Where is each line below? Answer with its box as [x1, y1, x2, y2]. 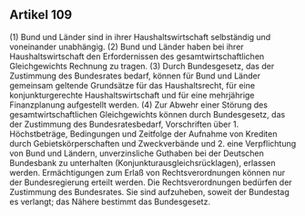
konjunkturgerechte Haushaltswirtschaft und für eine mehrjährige [9, 89, 255, 100]
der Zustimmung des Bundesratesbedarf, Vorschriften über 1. [9, 118, 239, 129]
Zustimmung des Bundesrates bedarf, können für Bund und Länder [9, 70, 261, 81]
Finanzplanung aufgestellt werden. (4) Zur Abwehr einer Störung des [9, 99, 269, 110]
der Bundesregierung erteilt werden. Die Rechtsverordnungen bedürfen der [9, 177, 293, 188]
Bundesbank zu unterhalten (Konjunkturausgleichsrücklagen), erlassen [9, 157, 276, 168]
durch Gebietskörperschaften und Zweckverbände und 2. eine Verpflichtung [9, 138, 297, 149]
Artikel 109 [9, 7, 73, 23]
